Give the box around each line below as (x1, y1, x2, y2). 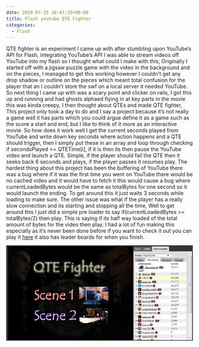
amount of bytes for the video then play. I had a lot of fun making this (6, 221, 175, 228)
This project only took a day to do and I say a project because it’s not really (6, 108, 189, 115)
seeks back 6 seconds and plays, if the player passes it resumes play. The (6, 158, 188, 166)
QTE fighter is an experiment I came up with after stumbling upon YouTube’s (6, 45, 191, 53)
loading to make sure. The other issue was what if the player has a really (6, 196, 183, 203)
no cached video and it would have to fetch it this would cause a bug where (6, 177, 191, 184)
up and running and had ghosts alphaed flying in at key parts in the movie (6, 95, 185, 103)
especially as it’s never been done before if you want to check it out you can (6, 228, 192, 235)
